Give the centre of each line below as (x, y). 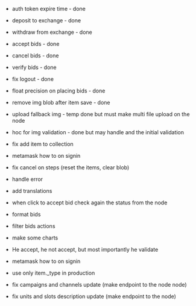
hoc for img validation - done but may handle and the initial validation (98, 132)
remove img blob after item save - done (61, 103)
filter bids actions (33, 226)
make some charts (35, 238)
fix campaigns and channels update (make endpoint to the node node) (99, 285)
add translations (32, 191)
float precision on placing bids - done (58, 91)
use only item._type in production (53, 273)
